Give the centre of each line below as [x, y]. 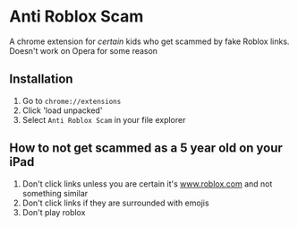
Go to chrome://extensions [72, 100]
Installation [41, 79]
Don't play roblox [54, 212]
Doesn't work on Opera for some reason [84, 50]
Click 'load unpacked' [62, 110]
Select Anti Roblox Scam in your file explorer [104, 119]
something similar [55, 193]
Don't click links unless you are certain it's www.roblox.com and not [147, 183]
